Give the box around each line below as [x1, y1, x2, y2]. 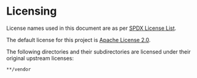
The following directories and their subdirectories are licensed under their [6, 48, 191, 55]
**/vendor [6, 66, 32, 73]
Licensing [6, 4, 57, 18]
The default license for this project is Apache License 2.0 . [6, 36, 151, 43]
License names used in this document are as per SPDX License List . [6, 24, 176, 32]
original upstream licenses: [6, 54, 74, 62]
